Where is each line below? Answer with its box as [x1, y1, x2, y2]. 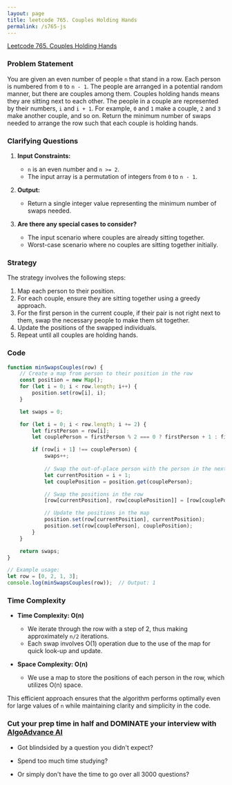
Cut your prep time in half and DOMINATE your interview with [7, 719, 217, 728]
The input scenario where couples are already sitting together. [27, 233, 205, 242]
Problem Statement [7, 59, 74, 69]
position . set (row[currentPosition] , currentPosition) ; [43, 516, 206, 523]
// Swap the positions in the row [43, 491, 144, 498]
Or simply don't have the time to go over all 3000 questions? [17, 770, 190, 778]
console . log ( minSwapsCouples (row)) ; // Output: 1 [7, 579, 156, 587]
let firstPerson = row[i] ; [32, 427, 110, 434]
